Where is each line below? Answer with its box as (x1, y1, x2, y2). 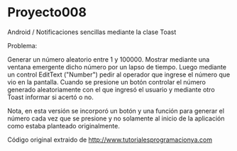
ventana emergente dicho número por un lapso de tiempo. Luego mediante (7, 62, 227, 71)
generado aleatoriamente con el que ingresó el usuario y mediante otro (7, 85, 215, 94)
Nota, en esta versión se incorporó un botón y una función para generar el (7, 106, 225, 115)
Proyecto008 (7, 4, 87, 21)
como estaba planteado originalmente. (7, 121, 121, 130)
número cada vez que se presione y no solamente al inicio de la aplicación (7, 114, 225, 123)
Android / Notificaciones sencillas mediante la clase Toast (7, 28, 177, 36)
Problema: (7, 41, 38, 50)
